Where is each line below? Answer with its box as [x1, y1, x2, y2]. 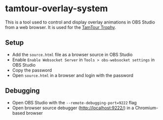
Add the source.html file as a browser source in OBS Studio [12, 51, 133, 57]
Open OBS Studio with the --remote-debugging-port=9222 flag [12, 99, 137, 105]
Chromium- [135, 105, 159, 111]
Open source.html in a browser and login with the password [12, 72, 134, 78]
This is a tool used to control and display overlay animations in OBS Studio [5, 19, 156, 25]
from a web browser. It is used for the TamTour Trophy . [5, 24, 116, 30]
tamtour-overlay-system [5, 3, 108, 14]
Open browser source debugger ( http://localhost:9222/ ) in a [12, 105, 134, 111]
